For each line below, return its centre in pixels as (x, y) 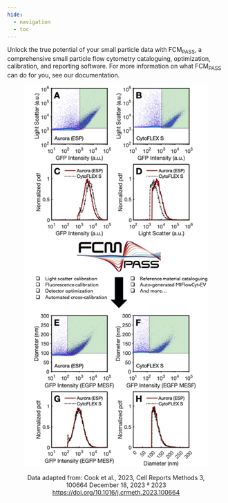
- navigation (32, 22)
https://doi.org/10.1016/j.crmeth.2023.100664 (116, 493)
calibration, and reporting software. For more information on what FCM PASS (114, 67)
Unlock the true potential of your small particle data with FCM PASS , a (105, 51)
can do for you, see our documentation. (64, 75)
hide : (15, 15)
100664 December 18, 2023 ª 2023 (116, 485)
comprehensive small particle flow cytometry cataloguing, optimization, (109, 59)
